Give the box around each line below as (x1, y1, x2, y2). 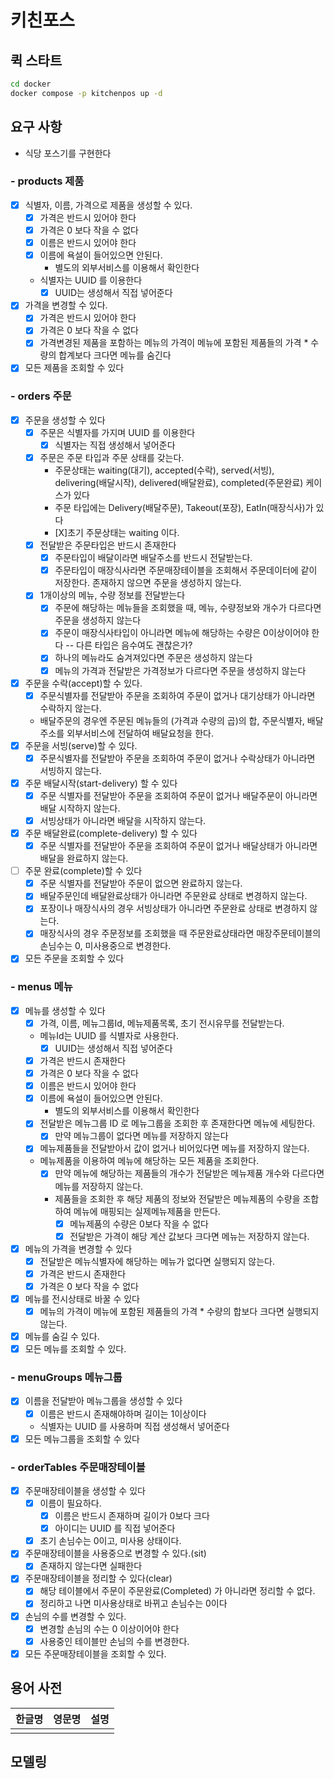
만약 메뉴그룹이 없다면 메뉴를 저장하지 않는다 (54, 1130, 229, 1142)
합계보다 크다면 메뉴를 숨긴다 (58, 349, 172, 361)
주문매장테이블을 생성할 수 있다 (24, 1484, 146, 1496)
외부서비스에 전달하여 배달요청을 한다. (66, 727, 214, 739)
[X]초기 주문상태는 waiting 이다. (54, 527, 180, 539)
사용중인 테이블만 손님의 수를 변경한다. (39, 1635, 190, 1647)
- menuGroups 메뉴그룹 (10, 1371, 123, 1385)
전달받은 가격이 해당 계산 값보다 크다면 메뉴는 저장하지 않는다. (69, 1230, 310, 1242)
